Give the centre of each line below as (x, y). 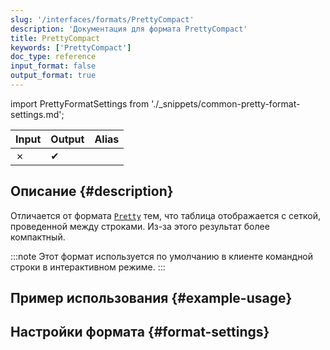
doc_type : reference (53, 57)
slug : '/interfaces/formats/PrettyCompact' (102, 19)
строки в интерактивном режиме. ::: (88, 267)
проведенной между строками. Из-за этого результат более (140, 226)
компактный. (38, 237)
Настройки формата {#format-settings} (140, 332)
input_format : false (53, 66)
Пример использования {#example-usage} (151, 298)
